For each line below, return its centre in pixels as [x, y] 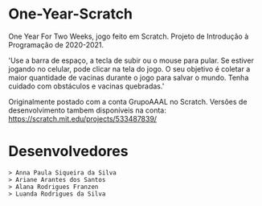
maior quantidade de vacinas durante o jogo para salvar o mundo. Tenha [129, 77]
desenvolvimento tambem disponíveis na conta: [87, 110]
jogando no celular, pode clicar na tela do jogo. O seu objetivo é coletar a [129, 68]
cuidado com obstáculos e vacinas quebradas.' [86, 86]
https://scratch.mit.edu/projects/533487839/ [83, 118]
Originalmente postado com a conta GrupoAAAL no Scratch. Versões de [128, 101]
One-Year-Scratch [71, 14]
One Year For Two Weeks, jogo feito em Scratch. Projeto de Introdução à [129, 36]
